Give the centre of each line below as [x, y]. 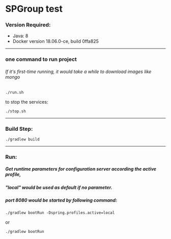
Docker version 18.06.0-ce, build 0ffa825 [56, 41]
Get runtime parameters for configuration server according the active [81, 169]
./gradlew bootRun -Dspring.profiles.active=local [60, 212]
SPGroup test [34, 9]
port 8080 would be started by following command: [61, 200]
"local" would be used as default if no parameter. [59, 187]
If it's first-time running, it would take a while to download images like [78, 71]
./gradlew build [22, 139]
